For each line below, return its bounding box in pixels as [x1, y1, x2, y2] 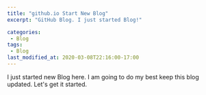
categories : [7, 29, 41, 36]
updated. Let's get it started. [7, 80, 88, 88]
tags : [7, 42, 23, 49]
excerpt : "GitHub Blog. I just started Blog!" [7, 16, 142, 23]
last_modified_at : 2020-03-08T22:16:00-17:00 [7, 54, 139, 62]
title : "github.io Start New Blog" [7, 10, 109, 17]
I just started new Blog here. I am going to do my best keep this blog [7, 72, 200, 81]
